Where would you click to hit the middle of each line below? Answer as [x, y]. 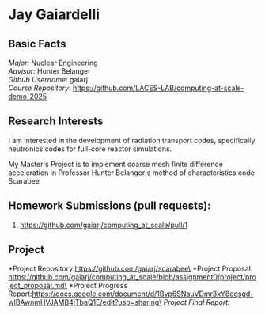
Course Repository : [40, 88]
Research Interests [56, 121]
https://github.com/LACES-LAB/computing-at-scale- [159, 88]
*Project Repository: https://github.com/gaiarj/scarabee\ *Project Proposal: [131, 269]
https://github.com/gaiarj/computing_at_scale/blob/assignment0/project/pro [132, 277]
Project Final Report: [197, 302]
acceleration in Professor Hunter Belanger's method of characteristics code [131, 173]
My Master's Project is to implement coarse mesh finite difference [115, 164]
